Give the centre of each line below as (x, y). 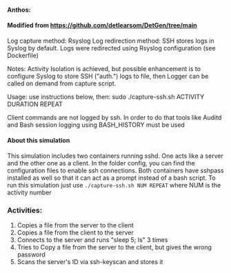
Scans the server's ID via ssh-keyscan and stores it (90, 262)
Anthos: (19, 10)
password (31, 254)
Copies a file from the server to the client (76, 225)
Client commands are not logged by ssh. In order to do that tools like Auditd (114, 117)
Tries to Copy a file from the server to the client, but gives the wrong (114, 247)
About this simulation (39, 141)
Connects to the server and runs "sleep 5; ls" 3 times (92, 240)
